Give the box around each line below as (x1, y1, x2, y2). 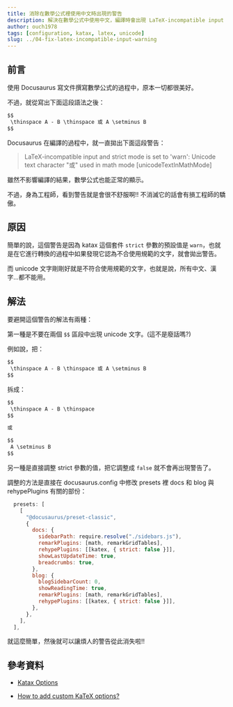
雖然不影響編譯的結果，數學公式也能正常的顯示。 (7, 175, 147, 184)
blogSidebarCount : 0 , (38, 578, 101, 585)
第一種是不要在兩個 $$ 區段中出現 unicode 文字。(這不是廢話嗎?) (7, 330, 191, 338)
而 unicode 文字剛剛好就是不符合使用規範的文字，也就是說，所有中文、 (7, 264, 211, 273)
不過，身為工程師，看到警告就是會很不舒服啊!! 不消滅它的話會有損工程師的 (7, 190, 220, 198)
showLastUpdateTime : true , (38, 553, 117, 559)
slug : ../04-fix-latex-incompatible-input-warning (7, 36, 157, 43)
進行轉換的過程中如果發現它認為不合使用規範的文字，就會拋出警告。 (25, 250, 220, 258)
